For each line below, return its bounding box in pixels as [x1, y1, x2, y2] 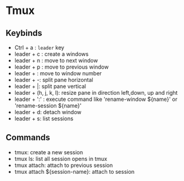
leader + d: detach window [14, 109, 82, 115]
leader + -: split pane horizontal [14, 77, 93, 83]
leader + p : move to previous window [14, 63, 109, 70]
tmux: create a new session [14, 148, 84, 155]
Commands [5, 132, 51, 143]
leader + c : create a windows [14, 50, 89, 58]
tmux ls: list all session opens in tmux [14, 155, 107, 162]
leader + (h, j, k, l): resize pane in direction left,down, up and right [14, 89, 178, 96]
